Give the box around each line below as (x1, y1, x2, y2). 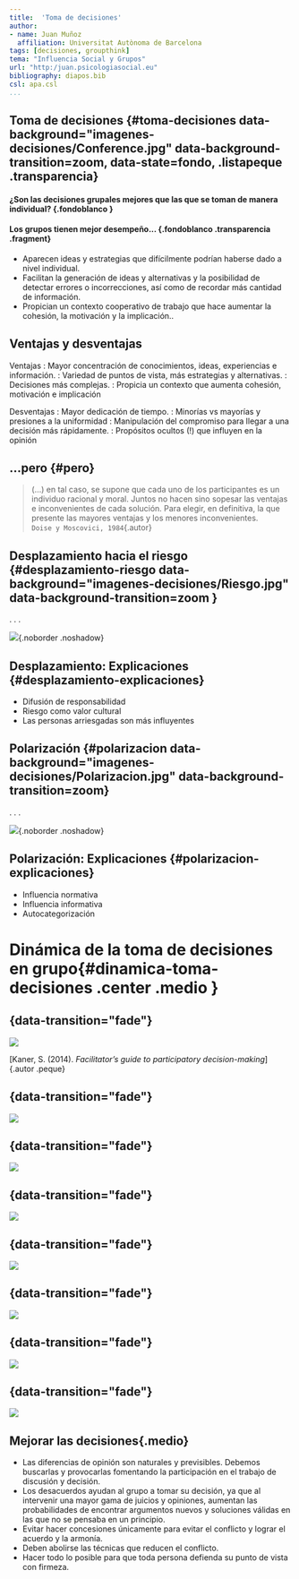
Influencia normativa (21, 888, 98, 900)
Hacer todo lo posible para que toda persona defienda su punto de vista (21, 1552, 288, 1563)
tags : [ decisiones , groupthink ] (9, 47, 130, 56)
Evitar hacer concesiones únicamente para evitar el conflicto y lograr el (21, 1523, 286, 1534)
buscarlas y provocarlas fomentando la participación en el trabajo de (21, 1466, 278, 1478)
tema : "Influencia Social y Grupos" (9, 55, 146, 64)
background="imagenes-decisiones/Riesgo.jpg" (9, 576, 289, 591)
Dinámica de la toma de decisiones (9, 940, 273, 959)
